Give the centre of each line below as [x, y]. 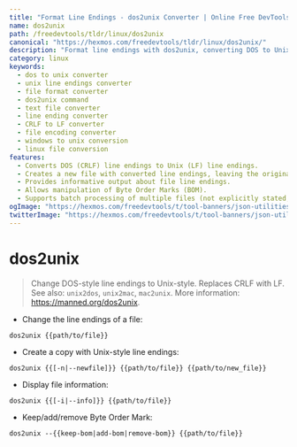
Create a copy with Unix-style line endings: [100, 351]
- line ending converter [63, 116]
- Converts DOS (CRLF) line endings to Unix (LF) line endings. [138, 166]
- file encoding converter [67, 133]
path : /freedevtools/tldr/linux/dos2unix [87, 34]
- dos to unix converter [63, 75]
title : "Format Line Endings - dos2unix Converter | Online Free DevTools [150, 17]
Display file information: [65, 384]
